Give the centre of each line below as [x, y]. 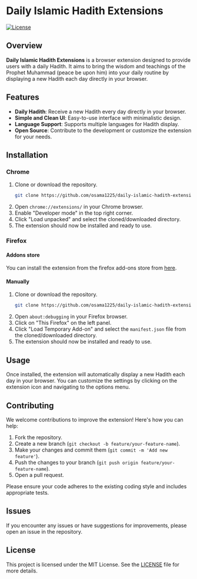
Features [23, 98]
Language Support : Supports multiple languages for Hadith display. [97, 124]
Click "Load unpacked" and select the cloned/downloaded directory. [98, 219]
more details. [22, 571]
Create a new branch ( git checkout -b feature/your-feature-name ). [97, 443]
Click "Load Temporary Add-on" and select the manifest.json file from [100, 329]
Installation [27, 155]
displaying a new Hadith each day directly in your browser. [77, 78]
